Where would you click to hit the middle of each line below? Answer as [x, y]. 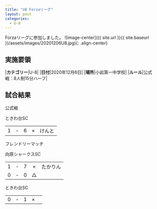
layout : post [18, 14]
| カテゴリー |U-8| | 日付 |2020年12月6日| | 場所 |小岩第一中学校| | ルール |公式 [79, 72]
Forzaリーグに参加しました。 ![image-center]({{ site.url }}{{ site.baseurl [77, 38]
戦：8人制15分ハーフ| [26, 78]
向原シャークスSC [23, 154]
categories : [17, 19]
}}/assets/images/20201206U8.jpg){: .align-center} [57, 43]
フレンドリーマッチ [24, 144]
